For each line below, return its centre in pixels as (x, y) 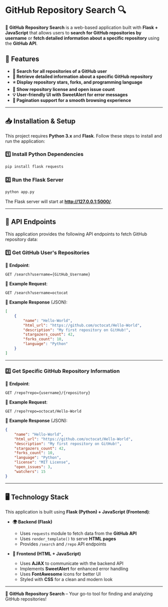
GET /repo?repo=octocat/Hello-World (43, 411)
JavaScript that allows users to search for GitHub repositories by (73, 32)
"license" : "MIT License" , (42, 462)
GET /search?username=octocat (37, 293)
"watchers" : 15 (30, 471)
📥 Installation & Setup (40, 121)
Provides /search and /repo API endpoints (63, 544)
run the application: (25, 141)
